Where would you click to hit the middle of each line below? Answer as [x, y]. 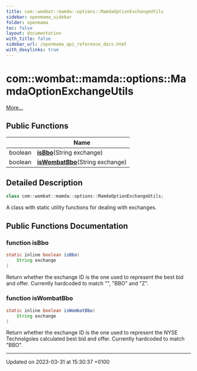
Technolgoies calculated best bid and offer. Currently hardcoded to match [95, 339]
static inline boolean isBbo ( [43, 255]
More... [15, 107]
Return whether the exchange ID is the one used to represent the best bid [95, 277]
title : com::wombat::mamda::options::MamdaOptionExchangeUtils [85, 11]
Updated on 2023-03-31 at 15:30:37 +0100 [58, 362]
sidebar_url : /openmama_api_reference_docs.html [67, 45]
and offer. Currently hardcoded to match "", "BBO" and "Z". [77, 283]
